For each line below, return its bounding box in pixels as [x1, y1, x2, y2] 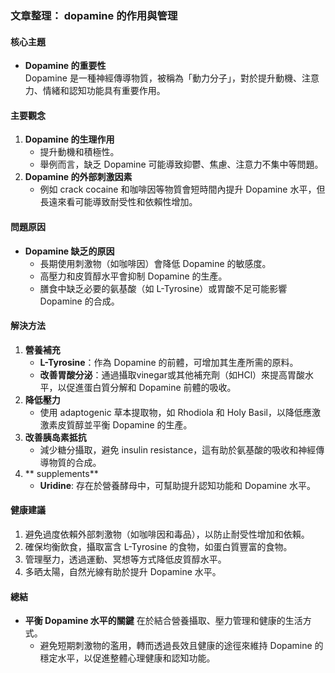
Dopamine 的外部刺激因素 [24, 171, 133, 183]
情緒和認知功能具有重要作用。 [42, 85, 166, 97]
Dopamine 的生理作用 [24, 133, 115, 146]
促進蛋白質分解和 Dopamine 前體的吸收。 [66, 381, 237, 393]
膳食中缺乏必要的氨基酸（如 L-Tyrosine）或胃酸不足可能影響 [39, 282, 288, 294]
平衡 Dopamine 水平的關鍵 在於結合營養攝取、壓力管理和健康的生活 [24, 615, 303, 627]
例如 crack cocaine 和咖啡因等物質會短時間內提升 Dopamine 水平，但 [39, 183, 326, 196]
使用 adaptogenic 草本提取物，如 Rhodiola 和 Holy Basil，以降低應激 [39, 406, 321, 418]
